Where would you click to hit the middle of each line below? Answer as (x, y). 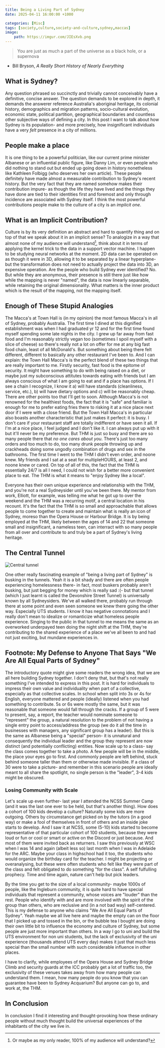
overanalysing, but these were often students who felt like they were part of (82, 864)
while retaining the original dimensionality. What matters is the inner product (82, 285)
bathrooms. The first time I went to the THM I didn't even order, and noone (80, 454)
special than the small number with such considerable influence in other (78, 947)
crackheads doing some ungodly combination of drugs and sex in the (75, 449)
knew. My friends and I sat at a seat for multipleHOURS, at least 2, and (76, 459)
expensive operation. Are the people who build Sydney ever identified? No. (81, 270)
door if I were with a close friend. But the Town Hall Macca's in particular (79, 412)
